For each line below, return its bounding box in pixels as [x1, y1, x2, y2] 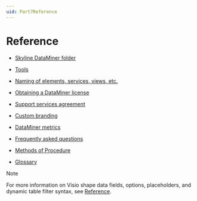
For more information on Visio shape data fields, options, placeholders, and [6, 181, 192, 188]
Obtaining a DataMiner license [14, 89, 90, 96]
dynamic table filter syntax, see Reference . [6, 187, 112, 194]
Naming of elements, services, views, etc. [14, 77, 118, 84]
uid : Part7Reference [6, 8, 58, 15]
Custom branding [14, 112, 58, 119]
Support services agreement [14, 100, 85, 107]
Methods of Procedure [14, 147, 70, 154]
